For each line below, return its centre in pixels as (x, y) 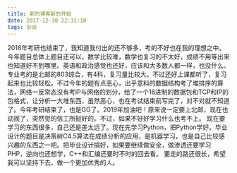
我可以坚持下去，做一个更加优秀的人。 (63, 162)
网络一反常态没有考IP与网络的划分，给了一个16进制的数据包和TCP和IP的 (124, 92)
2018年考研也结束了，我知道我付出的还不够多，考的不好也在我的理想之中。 (116, 48)
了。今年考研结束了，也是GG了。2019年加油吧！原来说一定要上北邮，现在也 (118, 109)
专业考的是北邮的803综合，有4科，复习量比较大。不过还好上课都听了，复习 (117, 74)
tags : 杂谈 (22, 27)
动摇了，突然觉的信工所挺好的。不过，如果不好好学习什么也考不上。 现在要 (116, 119)
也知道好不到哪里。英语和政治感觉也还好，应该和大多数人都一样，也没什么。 (119, 66)
